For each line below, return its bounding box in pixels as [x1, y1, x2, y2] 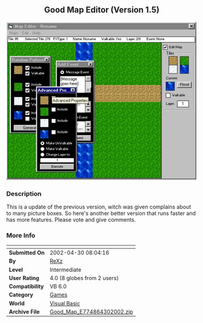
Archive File [8, 308, 40, 315]
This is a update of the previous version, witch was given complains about [6, 203, 191, 211]
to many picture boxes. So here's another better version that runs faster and [6, 210, 196, 217]
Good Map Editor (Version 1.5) [44, 5, 159, 15]
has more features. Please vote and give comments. [6, 216, 136, 224]
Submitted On [8, 249, 45, 256]
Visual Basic [49, 299, 81, 307]
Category [8, 291, 33, 299]
